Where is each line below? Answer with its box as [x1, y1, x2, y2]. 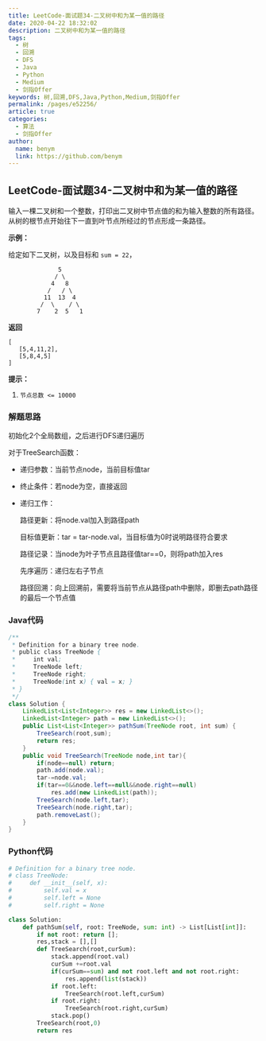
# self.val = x [8, 887, 87, 895]
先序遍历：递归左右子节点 [19, 566, 104, 576]
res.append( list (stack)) [64, 975, 148, 983]
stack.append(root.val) [50, 953, 129, 961]
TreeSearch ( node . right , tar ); [37, 803, 133, 811]
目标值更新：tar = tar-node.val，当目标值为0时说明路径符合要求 [19, 532, 228, 542]
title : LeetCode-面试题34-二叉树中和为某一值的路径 [8, 11, 165, 20]
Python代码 [8, 846, 53, 857]
